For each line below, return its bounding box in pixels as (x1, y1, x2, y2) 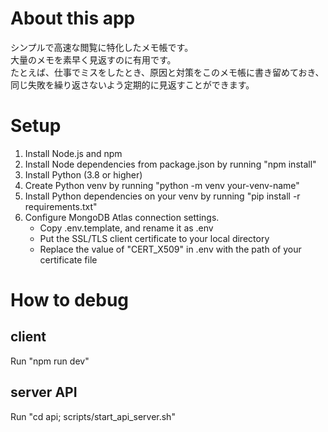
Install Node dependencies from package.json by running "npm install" (24, 158, 317, 170)
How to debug (10, 289, 130, 312)
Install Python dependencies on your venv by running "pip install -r (24, 190, 301, 202)
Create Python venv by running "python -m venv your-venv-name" (24, 179, 300, 191)
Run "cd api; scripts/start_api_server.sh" (10, 410, 176, 422)
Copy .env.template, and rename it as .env (39, 222, 214, 234)
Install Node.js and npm (24, 147, 123, 159)
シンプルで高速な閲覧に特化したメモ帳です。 (10, 41, 194, 53)
